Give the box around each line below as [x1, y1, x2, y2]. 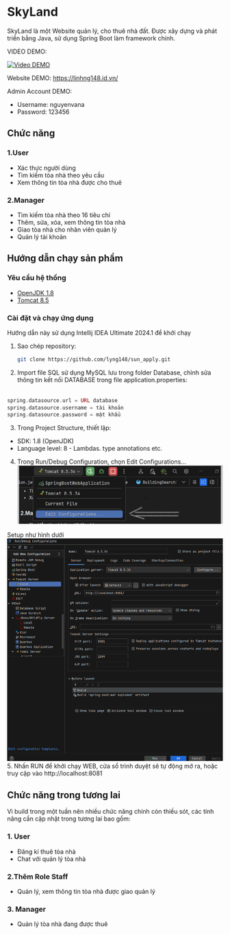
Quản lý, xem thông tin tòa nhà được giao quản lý [16, 887, 156, 895]
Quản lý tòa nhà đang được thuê [16, 920, 108, 928]
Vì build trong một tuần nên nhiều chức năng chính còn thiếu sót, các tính [7, 808, 214, 816]
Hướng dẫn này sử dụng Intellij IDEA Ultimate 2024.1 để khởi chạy [7, 328, 192, 336]
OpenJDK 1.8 [16, 288, 55, 297]
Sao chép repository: [16, 342, 77, 350]
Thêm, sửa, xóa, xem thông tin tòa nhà [16, 218, 126, 226]
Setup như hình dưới [7, 530, 64, 538]
